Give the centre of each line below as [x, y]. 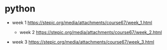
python [20, 9]
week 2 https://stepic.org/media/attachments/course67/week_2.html [91, 32]
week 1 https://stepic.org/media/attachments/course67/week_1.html [82, 22]
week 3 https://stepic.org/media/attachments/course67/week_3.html [83, 42]
